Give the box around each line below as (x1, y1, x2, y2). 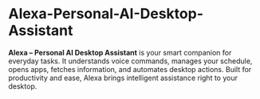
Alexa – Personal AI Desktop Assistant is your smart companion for (8, 48, 232, 57)
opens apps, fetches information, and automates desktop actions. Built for (8, 64, 252, 74)
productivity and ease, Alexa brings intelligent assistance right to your (8, 73, 238, 82)
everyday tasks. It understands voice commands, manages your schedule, (8, 56, 253, 66)
